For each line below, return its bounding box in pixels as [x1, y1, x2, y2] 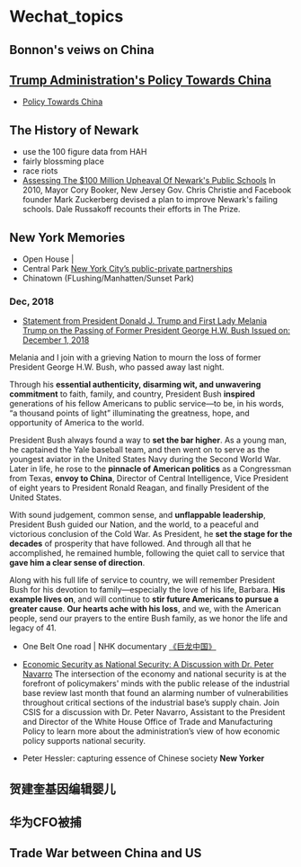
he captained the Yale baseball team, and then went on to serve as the [9, 444, 270, 455]
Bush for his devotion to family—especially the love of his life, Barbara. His [9, 585, 286, 595]
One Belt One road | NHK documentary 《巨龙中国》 [22, 641, 217, 652]
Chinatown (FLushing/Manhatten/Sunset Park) [22, 273, 195, 284]
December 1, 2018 [22, 335, 90, 345]
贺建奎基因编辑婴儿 [9, 781, 116, 797]
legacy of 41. [9, 622, 57, 633]
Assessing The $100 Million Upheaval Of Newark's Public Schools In [22, 175, 276, 186]
